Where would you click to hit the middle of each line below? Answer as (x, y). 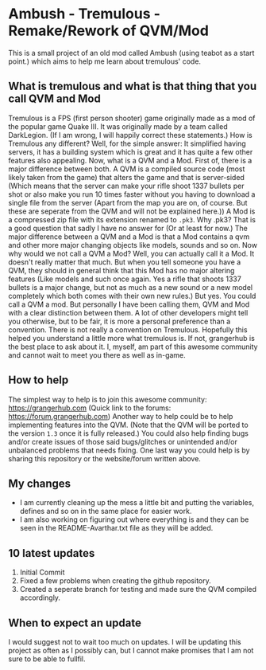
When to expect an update (75, 623)
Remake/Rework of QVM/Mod (108, 31)
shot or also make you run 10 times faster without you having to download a (132, 194)
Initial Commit (42, 572)
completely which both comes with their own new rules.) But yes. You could (132, 296)
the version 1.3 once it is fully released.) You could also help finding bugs (128, 433)
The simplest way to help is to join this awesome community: (108, 399)
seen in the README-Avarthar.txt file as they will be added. (116, 528)
